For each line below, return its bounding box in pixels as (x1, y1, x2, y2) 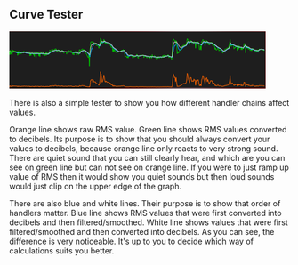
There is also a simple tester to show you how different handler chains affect (9, 97, 290, 108)
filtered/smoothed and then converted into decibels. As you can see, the (9, 226, 275, 237)
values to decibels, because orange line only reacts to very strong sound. (9, 142, 278, 154)
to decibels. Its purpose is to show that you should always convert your (9, 133, 270, 144)
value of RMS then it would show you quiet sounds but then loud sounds (9, 171, 275, 181)
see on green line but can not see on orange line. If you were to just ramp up (9, 162, 289, 173)
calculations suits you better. (9, 245, 115, 256)
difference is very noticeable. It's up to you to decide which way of (9, 236, 254, 246)
